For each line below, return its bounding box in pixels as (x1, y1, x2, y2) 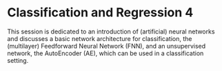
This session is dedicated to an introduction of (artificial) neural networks (7, 27, 215, 35)
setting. (7, 56, 29, 64)
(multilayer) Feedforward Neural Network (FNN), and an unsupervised (7, 42, 206, 50)
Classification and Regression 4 (7, 5, 194, 20)
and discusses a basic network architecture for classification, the (7, 34, 192, 42)
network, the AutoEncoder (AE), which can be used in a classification (7, 49, 204, 57)
